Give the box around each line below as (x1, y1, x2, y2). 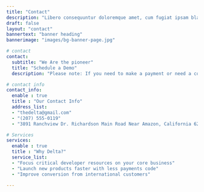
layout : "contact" (6, 25, 53, 32)
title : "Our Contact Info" (12, 98, 83, 105)
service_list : (12, 154, 47, 161)
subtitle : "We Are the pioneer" (12, 59, 94, 65)
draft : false (6, 20, 39, 26)
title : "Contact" (6, 8, 50, 15)
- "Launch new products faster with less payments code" (12, 165, 159, 171)
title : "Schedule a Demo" (12, 65, 78, 71)
